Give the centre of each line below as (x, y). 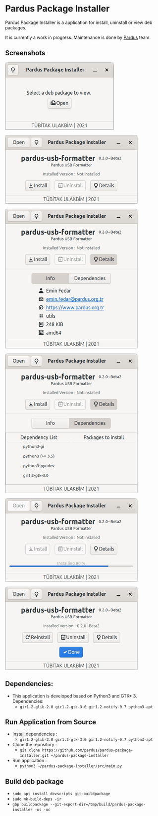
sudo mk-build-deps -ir (37, 799)
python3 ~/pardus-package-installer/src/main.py (71, 766)
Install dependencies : (35, 734)
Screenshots (25, 53)
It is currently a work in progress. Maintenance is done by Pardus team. (78, 37)
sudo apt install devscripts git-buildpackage (61, 794)
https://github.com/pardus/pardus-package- (87, 750)
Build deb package (34, 781)
